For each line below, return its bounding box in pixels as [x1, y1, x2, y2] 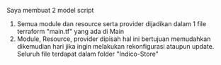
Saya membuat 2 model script [6, 6, 94, 14]
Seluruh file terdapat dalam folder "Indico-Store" [16, 49, 159, 58]
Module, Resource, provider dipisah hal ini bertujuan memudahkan [16, 35, 211, 43]
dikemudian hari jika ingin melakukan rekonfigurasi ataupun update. [16, 42, 215, 50]
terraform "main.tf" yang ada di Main [16, 28, 125, 35]
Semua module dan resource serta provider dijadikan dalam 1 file [16, 20, 207, 28]
